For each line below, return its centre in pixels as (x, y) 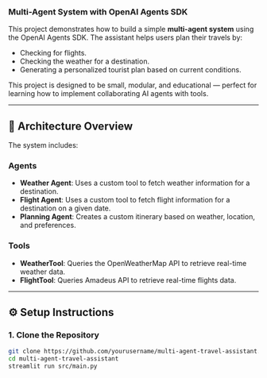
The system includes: (43, 145)
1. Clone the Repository (54, 335)
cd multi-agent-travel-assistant (64, 359)
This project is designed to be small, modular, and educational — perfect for (133, 85)
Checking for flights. (53, 53)
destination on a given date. (65, 208)
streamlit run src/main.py (53, 366)
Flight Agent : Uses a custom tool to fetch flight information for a (125, 200)
